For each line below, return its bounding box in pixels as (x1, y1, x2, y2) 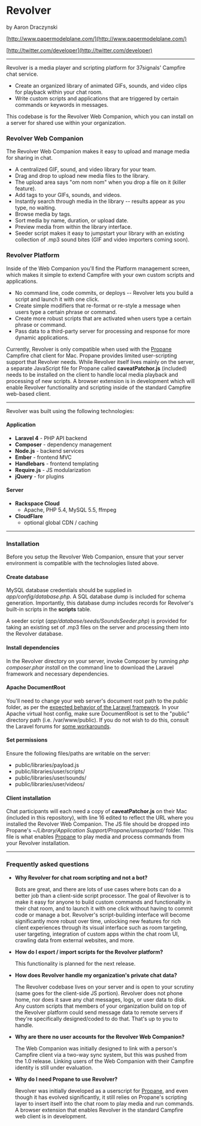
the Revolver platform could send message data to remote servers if (14, 1008, 183, 1016)
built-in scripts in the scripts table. (6, 606, 92, 613)
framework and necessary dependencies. (6, 670, 109, 677)
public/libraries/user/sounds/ (14, 774, 87, 781)
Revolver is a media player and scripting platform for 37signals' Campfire (6, 64, 185, 71)
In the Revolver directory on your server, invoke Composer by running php (6, 657, 189, 664)
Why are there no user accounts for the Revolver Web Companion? (14, 1033, 185, 1040)
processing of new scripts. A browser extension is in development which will (6, 377, 195, 384)
